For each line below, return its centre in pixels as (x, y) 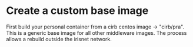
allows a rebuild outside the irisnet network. (59, 39)
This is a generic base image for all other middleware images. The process (96, 32)
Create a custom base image (77, 11)
